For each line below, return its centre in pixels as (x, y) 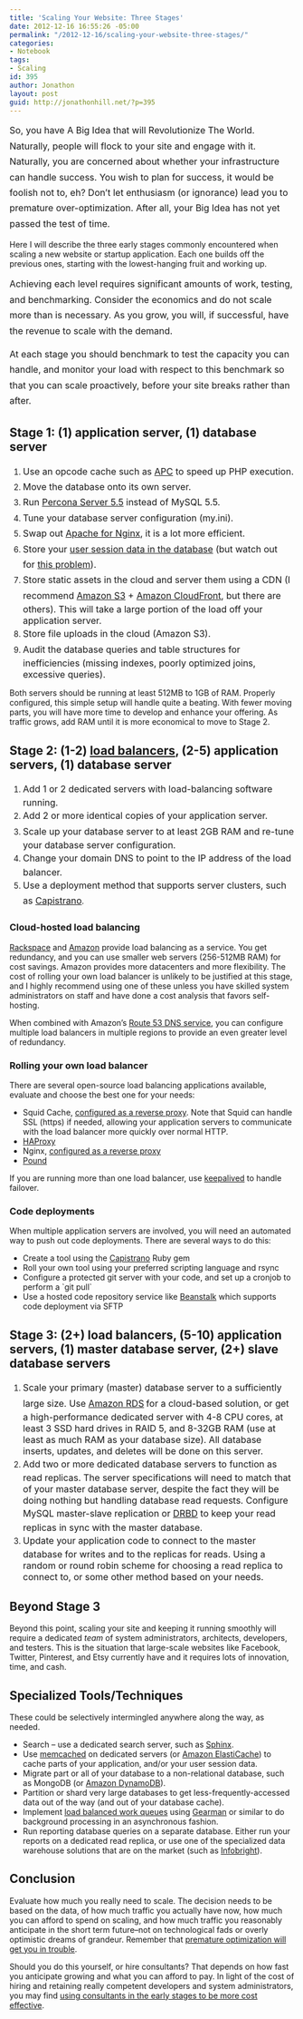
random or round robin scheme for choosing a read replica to (152, 1565)
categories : (32, 43)
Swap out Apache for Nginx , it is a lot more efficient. (134, 533)
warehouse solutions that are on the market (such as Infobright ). (142, 1850)
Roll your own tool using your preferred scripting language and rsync (151, 1268)
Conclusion (43, 1879)
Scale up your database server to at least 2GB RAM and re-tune (158, 831)
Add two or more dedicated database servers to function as (150, 1464)
